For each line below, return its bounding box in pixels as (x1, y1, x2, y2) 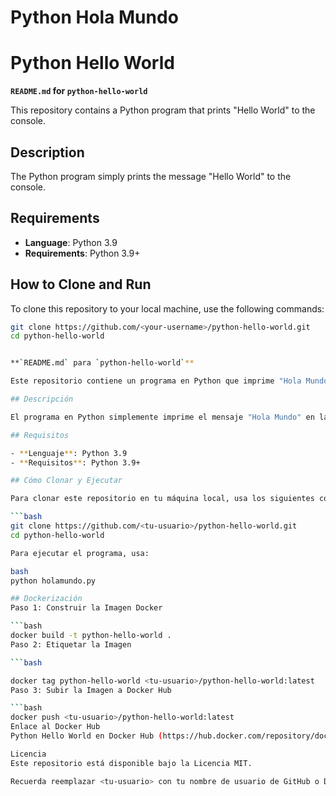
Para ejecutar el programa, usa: (10, 548, 150, 558)
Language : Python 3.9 (24, 236, 118, 248)
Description (10, 144, 85, 161)
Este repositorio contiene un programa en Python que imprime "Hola (10, 376, 302, 386)
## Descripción (10, 394, 74, 405)
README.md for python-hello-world (10, 85, 148, 97)
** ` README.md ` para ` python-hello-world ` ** (10, 358, 195, 368)
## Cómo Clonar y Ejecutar (10, 476, 123, 486)
